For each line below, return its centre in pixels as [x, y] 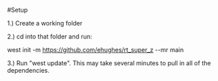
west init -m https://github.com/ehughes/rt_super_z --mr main [96, 50]
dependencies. [28, 70]
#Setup [18, 10]
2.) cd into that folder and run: [50, 36]
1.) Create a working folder [45, 23]
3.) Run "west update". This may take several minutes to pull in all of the [109, 63]
